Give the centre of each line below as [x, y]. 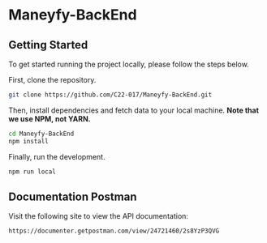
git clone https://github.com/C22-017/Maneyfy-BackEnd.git [110, 95]
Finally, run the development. [57, 156]
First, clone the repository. [52, 80]
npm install [28, 141]
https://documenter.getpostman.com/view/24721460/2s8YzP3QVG [114, 231]
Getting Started [48, 45]
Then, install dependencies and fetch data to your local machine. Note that [134, 110]
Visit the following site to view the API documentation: [99, 216]
